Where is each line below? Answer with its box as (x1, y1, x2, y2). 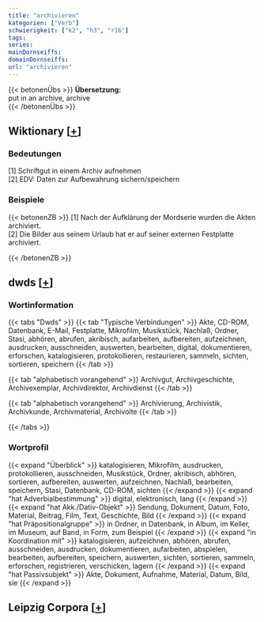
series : (8, 41, 34, 49)
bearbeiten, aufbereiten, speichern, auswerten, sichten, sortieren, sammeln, (8, 552, 255, 562)
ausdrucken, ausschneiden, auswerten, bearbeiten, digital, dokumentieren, (8, 343, 252, 352)
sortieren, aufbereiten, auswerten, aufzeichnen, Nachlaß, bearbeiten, (8, 476, 233, 487)
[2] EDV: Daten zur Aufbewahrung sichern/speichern (8, 175, 180, 184)
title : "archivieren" (8, 11, 80, 20)
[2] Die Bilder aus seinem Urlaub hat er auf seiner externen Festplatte (8, 229, 235, 238)
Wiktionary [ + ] (8, 124, 81, 138)
